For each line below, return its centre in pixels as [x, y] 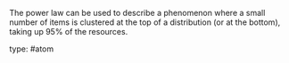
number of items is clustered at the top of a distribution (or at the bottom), [145, 22]
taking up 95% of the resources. [69, 31]
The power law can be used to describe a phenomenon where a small [137, 13]
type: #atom [32, 49]
